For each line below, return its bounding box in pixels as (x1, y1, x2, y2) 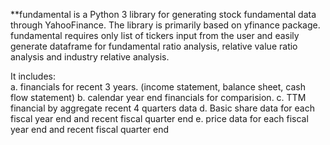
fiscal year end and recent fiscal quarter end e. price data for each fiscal (10, 113, 309, 124)
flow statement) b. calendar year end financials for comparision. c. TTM (10, 92, 307, 103)
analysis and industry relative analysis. (10, 51, 170, 63)
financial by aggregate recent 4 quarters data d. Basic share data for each (10, 102, 315, 114)
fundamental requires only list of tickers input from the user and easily (10, 30, 300, 41)
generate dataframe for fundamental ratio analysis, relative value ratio (10, 40, 298, 52)
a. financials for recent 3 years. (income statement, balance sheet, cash (10, 81, 306, 93)
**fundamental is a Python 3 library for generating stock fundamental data (10, 9, 317, 20)
